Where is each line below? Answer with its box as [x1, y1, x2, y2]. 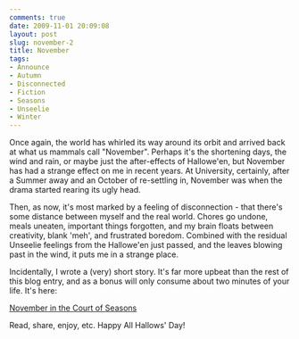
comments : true [9, 12, 66, 22]
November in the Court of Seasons [9, 302, 137, 313]
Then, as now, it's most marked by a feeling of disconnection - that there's [9, 202, 283, 212]
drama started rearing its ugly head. [9, 185, 141, 195]
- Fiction [9, 87, 46, 96]
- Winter [9, 112, 42, 121]
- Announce [9, 63, 50, 72]
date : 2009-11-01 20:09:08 [9, 21, 110, 30]
